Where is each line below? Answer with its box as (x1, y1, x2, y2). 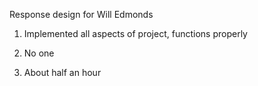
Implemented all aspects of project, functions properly (23, 28, 248, 39)
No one (23, 47, 55, 59)
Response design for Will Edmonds (9, 9, 154, 20)
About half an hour (23, 67, 102, 78)
